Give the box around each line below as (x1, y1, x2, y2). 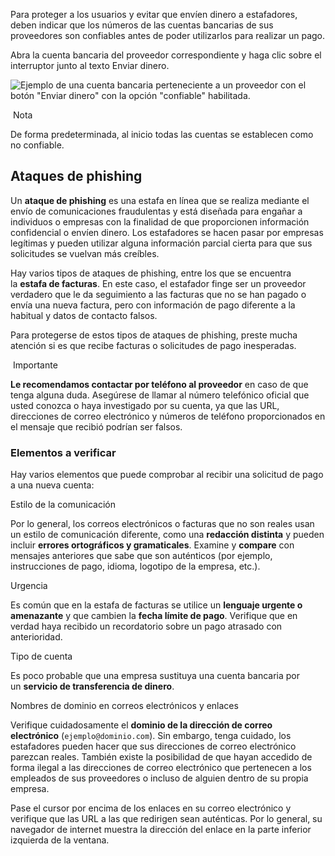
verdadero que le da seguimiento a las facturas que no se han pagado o (10, 288, 307, 300)
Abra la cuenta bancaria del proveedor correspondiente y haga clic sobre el (10, 49, 322, 61)
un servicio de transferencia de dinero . (10, 680, 175, 693)
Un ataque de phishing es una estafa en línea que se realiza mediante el (10, 194, 310, 206)
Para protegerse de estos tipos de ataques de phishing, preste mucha (10, 329, 298, 341)
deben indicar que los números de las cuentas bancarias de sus (10, 19, 274, 31)
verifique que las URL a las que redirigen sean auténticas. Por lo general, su (10, 813, 323, 825)
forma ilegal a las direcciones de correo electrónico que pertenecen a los (10, 762, 312, 774)
